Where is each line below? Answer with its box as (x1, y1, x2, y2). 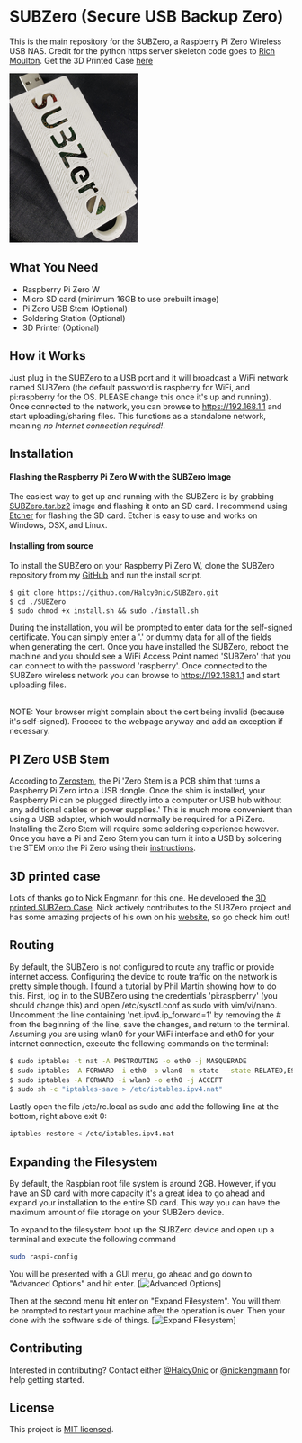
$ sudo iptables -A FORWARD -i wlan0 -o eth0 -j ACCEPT (9, 1075, 223, 1085)
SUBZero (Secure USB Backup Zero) (9, 6, 284, 27)
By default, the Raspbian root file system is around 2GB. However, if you (9, 1178, 277, 1188)
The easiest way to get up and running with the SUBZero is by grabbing (9, 491, 274, 502)
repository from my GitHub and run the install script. (9, 569, 202, 581)
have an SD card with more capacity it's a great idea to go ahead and (9, 1188, 266, 1198)
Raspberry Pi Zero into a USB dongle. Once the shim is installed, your (9, 785, 266, 796)
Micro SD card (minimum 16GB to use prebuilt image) (22, 293, 219, 304)
